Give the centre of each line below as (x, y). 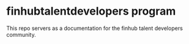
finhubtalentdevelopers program (91, 11)
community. (21, 34)
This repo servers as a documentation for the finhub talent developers (95, 28)
